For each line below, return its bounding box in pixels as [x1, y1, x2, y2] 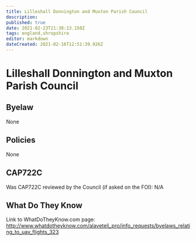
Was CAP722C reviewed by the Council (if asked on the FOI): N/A [6, 183, 164, 190]
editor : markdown [6, 36, 49, 42]
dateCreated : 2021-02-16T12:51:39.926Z [6, 42, 104, 48]
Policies [6, 135, 36, 145]
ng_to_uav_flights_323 [6, 229, 59, 236]
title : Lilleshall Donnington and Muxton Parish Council [6, 8, 148, 15]
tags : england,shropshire [6, 31, 69, 36]
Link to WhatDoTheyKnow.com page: [6, 216, 95, 223]
